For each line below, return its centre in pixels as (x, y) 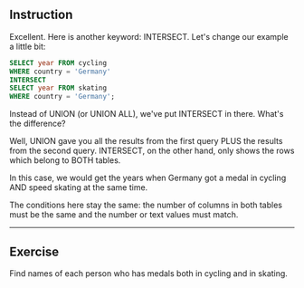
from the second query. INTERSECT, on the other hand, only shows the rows (152, 151)
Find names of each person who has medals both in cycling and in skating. (148, 274)
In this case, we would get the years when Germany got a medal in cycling (148, 178)
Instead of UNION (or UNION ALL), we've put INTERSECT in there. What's (147, 114)
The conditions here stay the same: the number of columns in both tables (146, 205)
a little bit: (28, 46)
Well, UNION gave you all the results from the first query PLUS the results (146, 141)
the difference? (38, 124)
